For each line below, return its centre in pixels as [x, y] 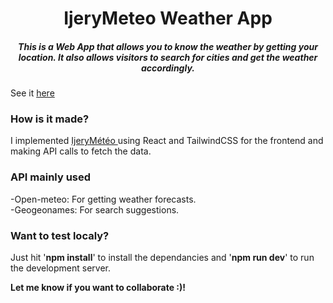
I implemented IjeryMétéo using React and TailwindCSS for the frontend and [167, 141]
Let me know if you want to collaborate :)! [98, 288]
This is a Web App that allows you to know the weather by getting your [168, 46]
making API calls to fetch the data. [81, 151]
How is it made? [50, 119]
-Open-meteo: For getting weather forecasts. [103, 199]
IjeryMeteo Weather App [168, 18]
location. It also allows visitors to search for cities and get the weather [168, 57]
